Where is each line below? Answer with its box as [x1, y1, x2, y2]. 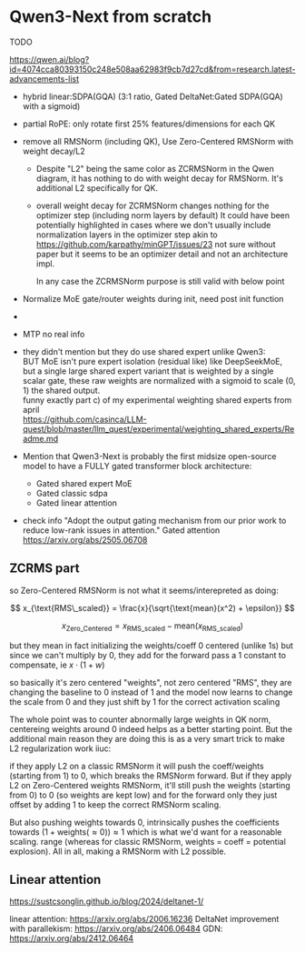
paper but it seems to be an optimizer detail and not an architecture [35, 248, 289, 259]
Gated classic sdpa [35, 487, 108, 498]
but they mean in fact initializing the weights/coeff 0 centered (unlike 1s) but [9, 639, 293, 651]
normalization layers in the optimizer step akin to [35, 229, 218, 240]
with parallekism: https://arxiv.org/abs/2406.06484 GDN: [9, 923, 223, 934]
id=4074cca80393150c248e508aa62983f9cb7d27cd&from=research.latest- [9, 64, 296, 75]
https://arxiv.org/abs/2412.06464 [9, 933, 134, 944]
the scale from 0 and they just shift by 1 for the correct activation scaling [9, 696, 280, 707]
